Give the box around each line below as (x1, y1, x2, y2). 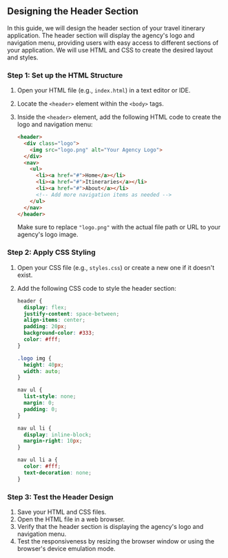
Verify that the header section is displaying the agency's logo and (17, 522, 204, 530)
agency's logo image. (17, 231, 79, 239)
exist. (17, 271, 33, 279)
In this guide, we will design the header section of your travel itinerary (7, 23, 205, 32)
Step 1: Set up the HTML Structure (7, 70, 123, 80)
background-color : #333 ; (23, 329, 95, 337)
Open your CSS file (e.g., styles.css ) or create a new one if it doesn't (17, 263, 215, 271)
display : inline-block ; (23, 431, 92, 438)
